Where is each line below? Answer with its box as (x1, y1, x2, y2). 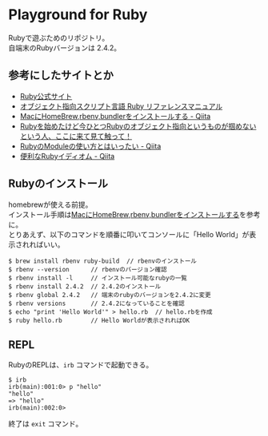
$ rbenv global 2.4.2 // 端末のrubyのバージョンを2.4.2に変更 (8, 291, 211, 299)
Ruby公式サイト (19, 91, 73, 101)
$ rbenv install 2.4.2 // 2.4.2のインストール (8, 282, 162, 291)
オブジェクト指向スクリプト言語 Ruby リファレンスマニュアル (19, 101, 223, 111)
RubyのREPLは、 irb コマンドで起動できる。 (8, 360, 154, 370)
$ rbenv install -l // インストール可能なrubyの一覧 (8, 274, 188, 282)
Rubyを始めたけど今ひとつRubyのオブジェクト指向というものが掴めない (19, 121, 257, 131)
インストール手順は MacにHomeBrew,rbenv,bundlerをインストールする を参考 (8, 209, 261, 219)
